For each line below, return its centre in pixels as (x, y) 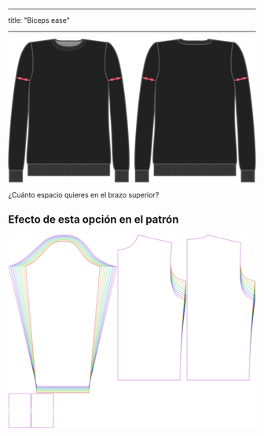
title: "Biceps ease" (39, 20)
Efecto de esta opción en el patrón (93, 220)
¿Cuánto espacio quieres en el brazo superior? (84, 194)
